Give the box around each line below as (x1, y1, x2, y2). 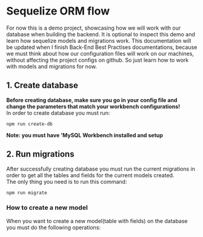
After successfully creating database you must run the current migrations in (6, 165, 195, 172)
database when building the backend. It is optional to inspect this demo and (6, 30, 196, 37)
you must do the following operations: (6, 224, 101, 231)
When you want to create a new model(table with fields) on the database (6, 217, 188, 224)
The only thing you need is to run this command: (6, 178, 127, 185)
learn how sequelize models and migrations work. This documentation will (6, 37, 191, 44)
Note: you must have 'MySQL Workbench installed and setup (6, 131, 164, 138)
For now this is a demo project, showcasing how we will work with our (6, 24, 181, 31)
